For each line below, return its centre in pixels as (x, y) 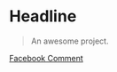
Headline (43, 16)
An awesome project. (70, 41)
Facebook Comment (47, 58)
